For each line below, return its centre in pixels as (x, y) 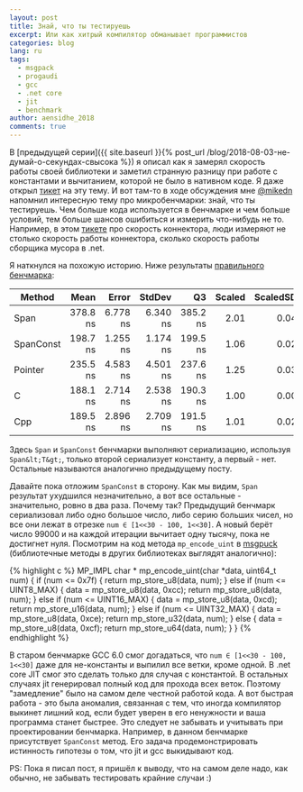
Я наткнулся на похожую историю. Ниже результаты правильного (137, 265)
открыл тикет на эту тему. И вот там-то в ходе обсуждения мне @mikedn (151, 191)
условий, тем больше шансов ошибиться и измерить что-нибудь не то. (147, 219)
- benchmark (40, 110)
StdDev (156, 297)
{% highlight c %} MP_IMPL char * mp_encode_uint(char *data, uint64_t (143, 570)
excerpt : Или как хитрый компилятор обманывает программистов (129, 34)
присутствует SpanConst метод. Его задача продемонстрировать (134, 741)
